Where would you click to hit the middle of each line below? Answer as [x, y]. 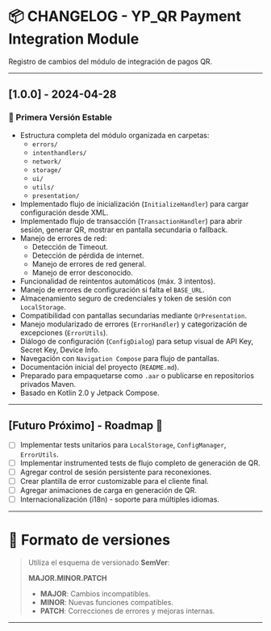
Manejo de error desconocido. [82, 272]
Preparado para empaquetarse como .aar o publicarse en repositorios [137, 375]
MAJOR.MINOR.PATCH [67, 578]
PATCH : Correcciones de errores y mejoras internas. [127, 611]
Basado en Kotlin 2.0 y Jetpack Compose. [90, 393]
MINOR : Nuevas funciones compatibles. [106, 602]
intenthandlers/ [59, 153]
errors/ [45, 144]
